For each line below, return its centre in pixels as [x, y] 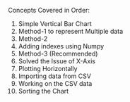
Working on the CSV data [55, 83]
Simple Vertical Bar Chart [55, 24]
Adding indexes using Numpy [61, 46]
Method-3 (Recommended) [58, 53]
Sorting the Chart [43, 91]
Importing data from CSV [54, 76]
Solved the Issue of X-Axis [57, 61]
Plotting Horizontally [48, 69]
